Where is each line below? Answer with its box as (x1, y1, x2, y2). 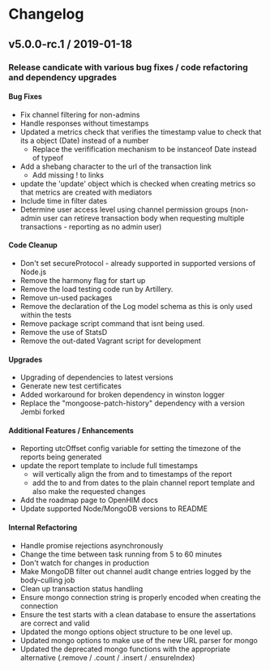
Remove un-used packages (19, 293, 113, 303)
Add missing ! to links (32, 170, 104, 179)
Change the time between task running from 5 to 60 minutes (19, 549, 222, 559)
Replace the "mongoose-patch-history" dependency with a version (19, 398, 246, 408)
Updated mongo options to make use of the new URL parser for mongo (19, 635, 258, 645)
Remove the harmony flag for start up (19, 275, 146, 285)
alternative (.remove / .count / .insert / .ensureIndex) (19, 652, 195, 662)
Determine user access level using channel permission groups (19, 204, 229, 214)
